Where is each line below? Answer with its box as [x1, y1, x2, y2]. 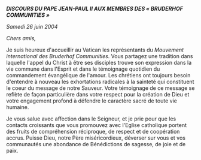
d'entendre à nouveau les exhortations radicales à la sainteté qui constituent [6, 78, 194, 85]
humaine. [6, 104, 29, 110]
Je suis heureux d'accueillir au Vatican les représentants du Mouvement [6, 46, 184, 53]
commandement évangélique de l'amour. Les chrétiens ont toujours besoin [6, 72, 191, 79]
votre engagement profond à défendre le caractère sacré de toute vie [6, 97, 178, 104]
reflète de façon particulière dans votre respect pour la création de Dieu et [6, 91, 190, 98]
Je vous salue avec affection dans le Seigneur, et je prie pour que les [6, 115, 176, 122]
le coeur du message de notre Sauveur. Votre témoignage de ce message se [6, 84, 195, 92]
